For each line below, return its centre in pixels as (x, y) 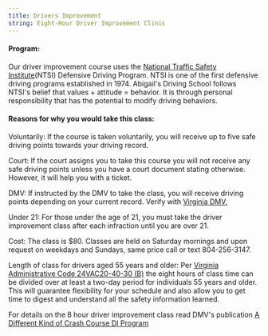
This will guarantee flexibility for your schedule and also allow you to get (127, 290)
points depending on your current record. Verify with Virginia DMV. (118, 202)
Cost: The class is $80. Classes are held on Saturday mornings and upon (128, 241)
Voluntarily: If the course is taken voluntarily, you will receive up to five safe (132, 136)
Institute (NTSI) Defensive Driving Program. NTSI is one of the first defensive (134, 75)
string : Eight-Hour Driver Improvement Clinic (87, 23)
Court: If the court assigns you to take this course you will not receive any (129, 160)
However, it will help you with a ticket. (70, 178)
